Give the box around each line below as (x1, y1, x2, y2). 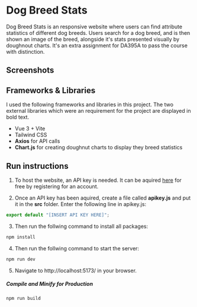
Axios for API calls (14, 138, 60, 145)
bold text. (6, 113, 30, 121)
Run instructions (6, 161, 69, 171)
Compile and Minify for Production (6, 280, 93, 288)
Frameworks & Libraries (6, 85, 96, 95)
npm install (6, 234, 35, 240)
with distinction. (6, 48, 45, 55)
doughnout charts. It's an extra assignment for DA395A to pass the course (6, 42, 188, 49)
